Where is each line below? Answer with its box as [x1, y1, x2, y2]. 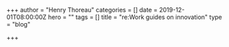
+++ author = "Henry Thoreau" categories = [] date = [6, 6, 158, 14]
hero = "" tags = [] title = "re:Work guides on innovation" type [47, 13, 223, 21]
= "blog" [6, 20, 31, 28]
